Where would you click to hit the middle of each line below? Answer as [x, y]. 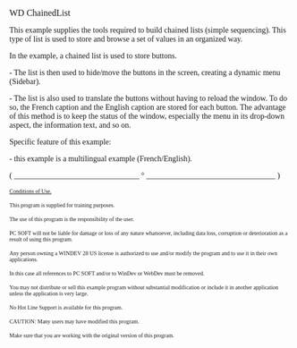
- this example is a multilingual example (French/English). [101, 159]
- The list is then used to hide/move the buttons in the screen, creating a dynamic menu [145, 72]
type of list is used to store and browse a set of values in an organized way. [126, 39]
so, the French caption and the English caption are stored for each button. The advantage [148, 107]
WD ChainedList [40, 13]
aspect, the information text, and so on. [70, 125]
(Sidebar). [25, 81]
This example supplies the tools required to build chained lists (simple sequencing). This [148, 30]
